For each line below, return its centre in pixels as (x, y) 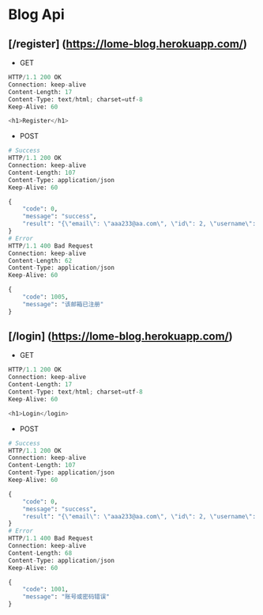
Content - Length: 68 (40, 553)
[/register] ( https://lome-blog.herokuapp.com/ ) (128, 44)
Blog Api (36, 15)
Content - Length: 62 (40, 260)
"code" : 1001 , (45, 590)
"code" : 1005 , (45, 297)
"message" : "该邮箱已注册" (63, 304)
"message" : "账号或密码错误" (66, 597)
